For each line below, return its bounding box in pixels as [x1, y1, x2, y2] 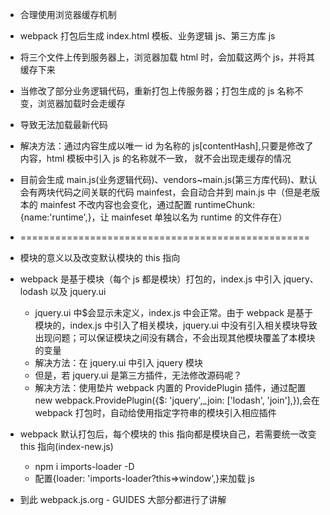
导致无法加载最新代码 [19, 119, 108, 130]
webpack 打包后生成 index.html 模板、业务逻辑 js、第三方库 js [19, 30, 276, 42]
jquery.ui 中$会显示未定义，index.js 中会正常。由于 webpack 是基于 [34, 307, 313, 318]
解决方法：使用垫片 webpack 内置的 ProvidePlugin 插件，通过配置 [34, 382, 307, 393]
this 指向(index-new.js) [19, 441, 114, 452]
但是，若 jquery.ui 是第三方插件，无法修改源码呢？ [34, 369, 243, 381]
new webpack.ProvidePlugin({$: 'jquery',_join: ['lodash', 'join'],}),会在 [34, 394, 320, 406]
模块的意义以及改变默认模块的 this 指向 [19, 252, 181, 263]
